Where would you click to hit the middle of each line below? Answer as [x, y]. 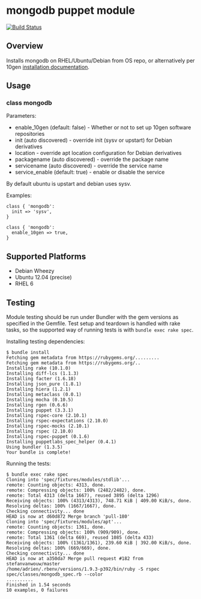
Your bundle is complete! [38, 452]
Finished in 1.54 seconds [38, 585]
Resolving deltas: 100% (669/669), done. [59, 548]
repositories [30, 134]
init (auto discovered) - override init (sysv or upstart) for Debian [93, 140]
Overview [25, 46]
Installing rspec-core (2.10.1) [46, 416]
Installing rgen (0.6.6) [37, 405]
